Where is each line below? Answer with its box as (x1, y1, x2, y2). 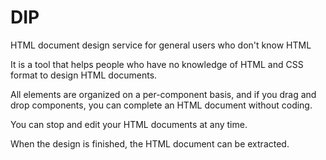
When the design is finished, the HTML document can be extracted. (10, 137, 290, 150)
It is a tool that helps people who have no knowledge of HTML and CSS (10, 58, 304, 70)
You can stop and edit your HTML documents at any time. (10, 118, 248, 130)
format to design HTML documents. (10, 69, 158, 81)
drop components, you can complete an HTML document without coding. (10, 99, 313, 111)
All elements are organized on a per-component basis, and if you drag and (10, 88, 317, 100)
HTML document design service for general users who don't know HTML (10, 39, 312, 51)
